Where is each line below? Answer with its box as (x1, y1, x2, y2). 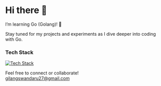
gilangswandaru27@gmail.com (5, 75, 70, 81)
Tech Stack (5, 49, 34, 56)
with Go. (5, 36, 23, 42)
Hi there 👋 (5, 5, 47, 16)
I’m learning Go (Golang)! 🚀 (5, 21, 62, 27)
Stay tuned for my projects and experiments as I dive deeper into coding (5, 31, 156, 37)
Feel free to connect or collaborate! (5, 70, 79, 76)
